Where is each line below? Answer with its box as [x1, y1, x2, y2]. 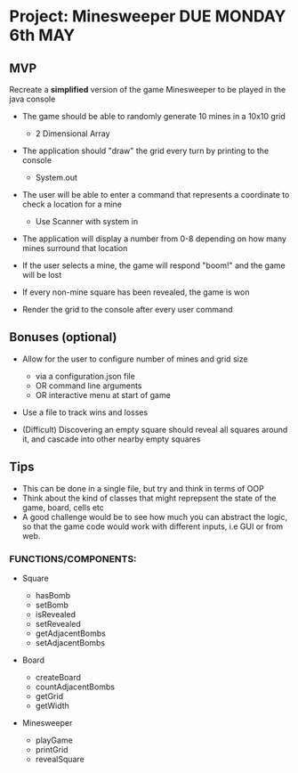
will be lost [21, 270, 62, 280]
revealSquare [35, 753, 85, 764]
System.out [35, 172, 77, 183]
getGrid [35, 690, 64, 701]
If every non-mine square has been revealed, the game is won [21, 287, 250, 297]
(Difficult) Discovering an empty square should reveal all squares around [21, 424, 288, 435]
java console [9, 94, 56, 104]
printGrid [35, 744, 68, 754]
